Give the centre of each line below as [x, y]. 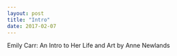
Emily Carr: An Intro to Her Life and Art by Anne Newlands [88, 46]
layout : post [26, 13]
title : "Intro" [29, 20]
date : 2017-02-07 [32, 26]
